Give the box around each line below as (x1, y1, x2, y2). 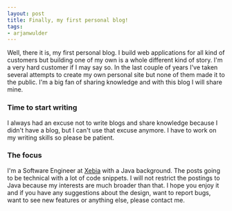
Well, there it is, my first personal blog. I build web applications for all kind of (7, 49, 225, 57)
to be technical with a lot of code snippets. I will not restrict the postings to (7, 174, 220, 182)
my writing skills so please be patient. (7, 133, 115, 142)
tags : (7, 23, 23, 30)
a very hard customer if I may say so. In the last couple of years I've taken (7, 63, 218, 71)
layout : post (7, 10, 45, 17)
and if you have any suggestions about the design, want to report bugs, (7, 188, 211, 196)
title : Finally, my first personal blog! (7, 17, 129, 24)
